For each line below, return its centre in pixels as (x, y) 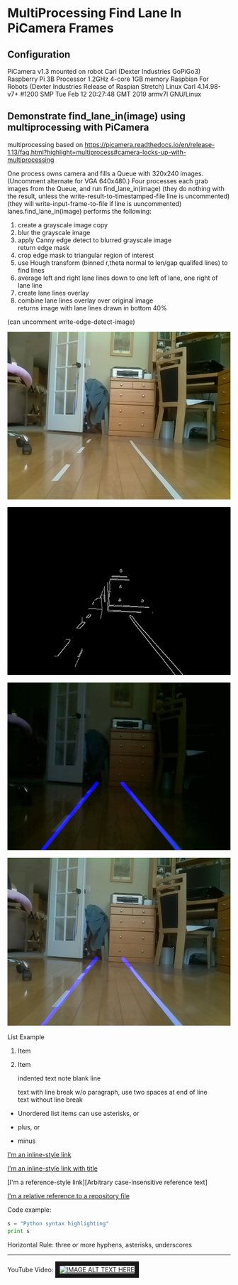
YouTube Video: (30, 1269)
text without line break (50, 1100)
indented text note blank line (59, 1078)
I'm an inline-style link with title (52, 1168)
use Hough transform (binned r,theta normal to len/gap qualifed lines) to (123, 262)
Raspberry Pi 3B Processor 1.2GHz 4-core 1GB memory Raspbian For (108, 79)
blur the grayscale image (54, 232)
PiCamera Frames (61, 28)
